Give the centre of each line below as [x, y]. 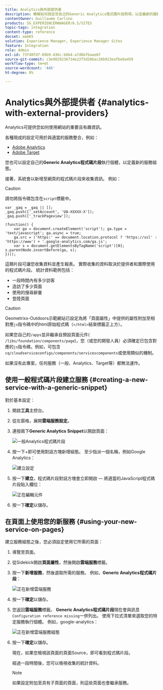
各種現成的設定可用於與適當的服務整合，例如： [52, 137]
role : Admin [17, 50]
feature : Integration [27, 46]
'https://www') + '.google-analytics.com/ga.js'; [56, 241]
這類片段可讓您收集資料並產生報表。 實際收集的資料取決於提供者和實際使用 [80, 264]
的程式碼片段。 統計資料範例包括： [40, 270]
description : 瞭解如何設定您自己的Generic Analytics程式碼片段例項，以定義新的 [79, 14]
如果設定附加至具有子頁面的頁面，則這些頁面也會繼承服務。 [72, 683]
